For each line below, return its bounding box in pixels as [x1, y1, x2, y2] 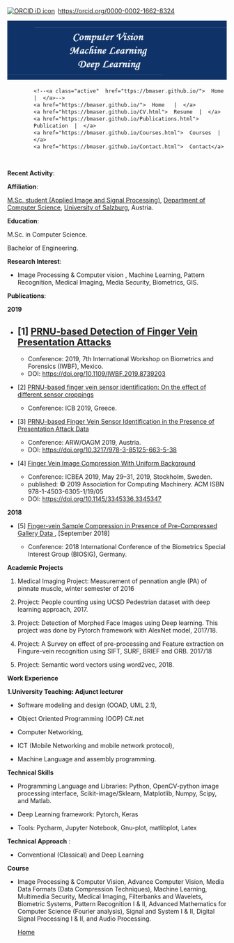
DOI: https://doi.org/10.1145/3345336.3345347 [27, 495, 162, 503]
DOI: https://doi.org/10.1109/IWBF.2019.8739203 [27, 370, 166, 378]
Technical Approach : [7, 837, 71, 846]
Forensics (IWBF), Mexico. [27, 362, 104, 371]
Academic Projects [7, 564, 64, 572]
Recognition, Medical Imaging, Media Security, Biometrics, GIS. [17, 278, 198, 287]
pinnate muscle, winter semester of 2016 [17, 585, 134, 593]
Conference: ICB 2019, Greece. [27, 404, 117, 413]
